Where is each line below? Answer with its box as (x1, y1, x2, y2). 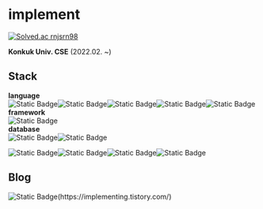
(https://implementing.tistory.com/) (57, 192, 172, 201)
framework (8, 107, 46, 117)
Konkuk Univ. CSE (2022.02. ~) (8, 47, 112, 56)
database (8, 124, 40, 133)
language (8, 91, 40, 100)
